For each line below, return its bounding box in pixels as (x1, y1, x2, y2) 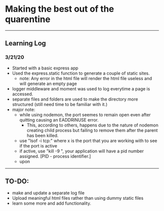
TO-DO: (5, 177, 29, 186)
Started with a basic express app (12, 65, 79, 71)
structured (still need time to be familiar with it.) (12, 101, 108, 107)
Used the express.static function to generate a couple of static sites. (12, 70, 150, 76)
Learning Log (5, 39, 46, 47)
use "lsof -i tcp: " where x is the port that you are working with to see (19, 138, 158, 144)
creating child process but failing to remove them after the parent (26, 127, 158, 133)
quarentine (5, 14, 51, 25)
